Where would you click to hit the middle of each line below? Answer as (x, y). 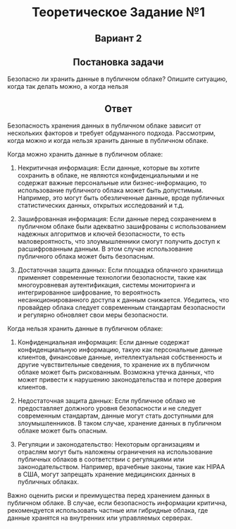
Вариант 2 (118, 38)
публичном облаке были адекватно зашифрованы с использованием (122, 227)
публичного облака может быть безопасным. (86, 256)
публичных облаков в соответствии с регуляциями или (101, 459)
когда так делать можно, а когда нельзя (68, 87)
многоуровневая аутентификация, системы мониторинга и (106, 285)
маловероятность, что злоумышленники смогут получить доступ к (119, 242)
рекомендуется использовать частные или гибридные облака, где (108, 511)
